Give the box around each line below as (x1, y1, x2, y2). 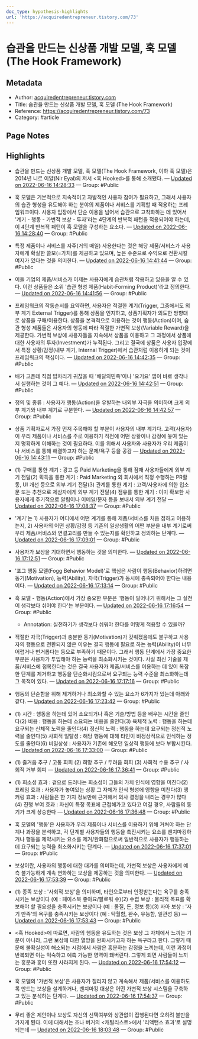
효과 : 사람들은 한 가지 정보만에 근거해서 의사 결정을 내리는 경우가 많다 (25, 793, 187, 801)
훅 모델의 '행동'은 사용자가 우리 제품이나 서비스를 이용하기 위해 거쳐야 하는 (14, 821, 185, 828)
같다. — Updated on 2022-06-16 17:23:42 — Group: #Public (14, 698, 160, 705)
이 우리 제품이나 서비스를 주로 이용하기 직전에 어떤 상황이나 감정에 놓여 (14, 433, 177, 440)
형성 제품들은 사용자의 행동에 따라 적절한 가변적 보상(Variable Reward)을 (21, 324, 189, 331)
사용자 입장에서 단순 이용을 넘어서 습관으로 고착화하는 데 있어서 (41, 208, 187, 215)
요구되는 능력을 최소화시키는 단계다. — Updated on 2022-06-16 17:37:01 (21, 843, 191, 850)
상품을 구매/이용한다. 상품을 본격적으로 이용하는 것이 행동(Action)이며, (21, 317, 183, 324)
